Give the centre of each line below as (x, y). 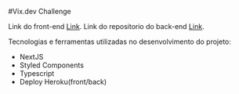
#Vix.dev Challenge (40, 11)
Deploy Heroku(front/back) (63, 82)
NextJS (31, 57)
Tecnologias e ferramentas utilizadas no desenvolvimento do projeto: (119, 42)
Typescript (37, 73)
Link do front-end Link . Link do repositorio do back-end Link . (107, 26)
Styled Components (52, 65)
